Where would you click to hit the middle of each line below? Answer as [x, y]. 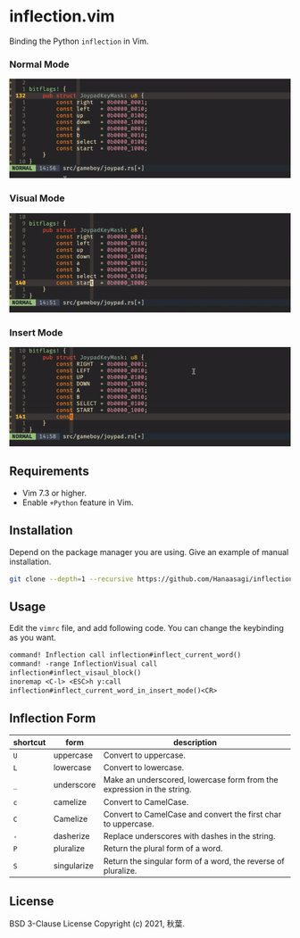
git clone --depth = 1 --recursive [71, 579]
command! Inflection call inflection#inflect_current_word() [125, 655]
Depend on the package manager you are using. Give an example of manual [149, 552]
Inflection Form [53, 718]
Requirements [49, 472]
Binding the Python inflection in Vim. [79, 41]
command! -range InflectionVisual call [83, 664]
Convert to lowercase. [144, 768]
